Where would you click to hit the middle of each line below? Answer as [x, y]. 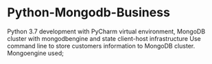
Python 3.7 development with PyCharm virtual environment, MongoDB [106, 31]
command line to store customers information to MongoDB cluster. [101, 46]
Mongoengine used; [35, 53]
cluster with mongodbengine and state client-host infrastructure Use [104, 38]
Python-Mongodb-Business [89, 13]
